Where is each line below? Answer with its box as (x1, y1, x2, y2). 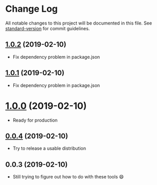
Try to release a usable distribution (12, 145, 86, 151)
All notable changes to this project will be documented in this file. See (5, 20, 152, 26)
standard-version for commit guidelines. (5, 25, 90, 31)
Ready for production (12, 117, 58, 123)
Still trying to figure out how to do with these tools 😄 (12, 174, 124, 180)
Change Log (5, 3, 58, 15)
